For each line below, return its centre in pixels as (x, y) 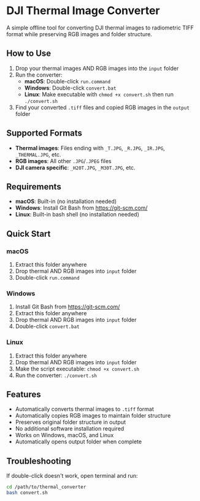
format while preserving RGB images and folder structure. (79, 34)
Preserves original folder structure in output (70, 422)
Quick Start (29, 234)
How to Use (29, 54)
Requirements (34, 187)
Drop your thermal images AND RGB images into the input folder (97, 68)
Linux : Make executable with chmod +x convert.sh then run (99, 94)
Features (24, 395)
